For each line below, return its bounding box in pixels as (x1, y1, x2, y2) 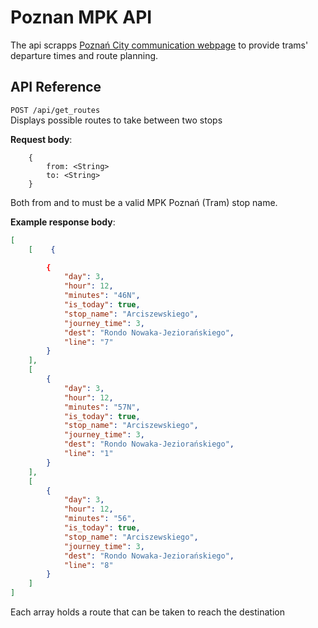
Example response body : (10, 216, 116, 228)
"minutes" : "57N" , (63, 402, 141, 412)
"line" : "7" (63, 337, 114, 347)
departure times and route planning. (10, 49, 159, 61)
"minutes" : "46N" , (63, 291, 141, 301)
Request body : (10, 133, 73, 145)
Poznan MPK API (10, 6, 153, 29)
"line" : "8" (63, 560, 114, 570)
